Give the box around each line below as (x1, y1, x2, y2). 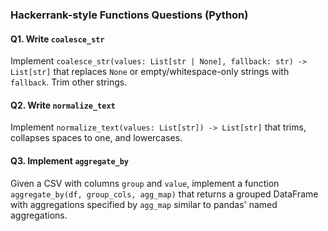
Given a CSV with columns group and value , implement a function (10, 177, 280, 189)
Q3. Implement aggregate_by (10, 154, 130, 167)
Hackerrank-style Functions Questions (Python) (10, 8, 249, 22)
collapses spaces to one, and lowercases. (10, 132, 183, 144)
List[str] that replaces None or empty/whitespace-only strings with (10, 66, 290, 78)
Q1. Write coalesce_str (10, 33, 105, 45)
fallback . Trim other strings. (10, 76, 128, 88)
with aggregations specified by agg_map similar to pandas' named (10, 198, 278, 210)
